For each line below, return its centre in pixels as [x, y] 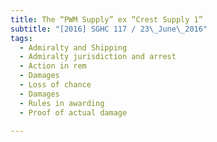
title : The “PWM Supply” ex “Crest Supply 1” [106, 19]
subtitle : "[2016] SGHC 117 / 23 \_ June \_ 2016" [109, 29]
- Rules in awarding [62, 103]
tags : [21, 38]
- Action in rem [53, 66]
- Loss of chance [55, 85]
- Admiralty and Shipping [73, 47]
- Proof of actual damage [73, 112]
